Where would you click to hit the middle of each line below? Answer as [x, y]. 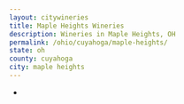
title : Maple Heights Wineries [67, 26]
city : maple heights [47, 68]
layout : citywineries [49, 17]
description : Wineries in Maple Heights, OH [92, 34]
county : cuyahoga [41, 59]
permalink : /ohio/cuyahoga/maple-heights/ [88, 42]
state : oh [27, 51]
